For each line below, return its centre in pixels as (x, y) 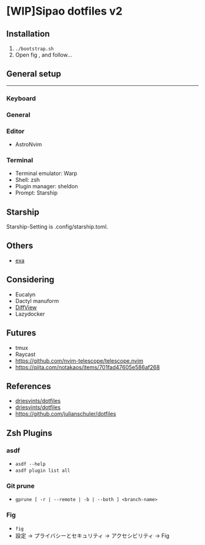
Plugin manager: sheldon (46, 187)
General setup (34, 74)
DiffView (26, 307)
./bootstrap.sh (34, 49)
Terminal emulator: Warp (46, 173)
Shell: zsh (27, 180)
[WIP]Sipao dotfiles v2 (65, 11)
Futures (21, 333)
